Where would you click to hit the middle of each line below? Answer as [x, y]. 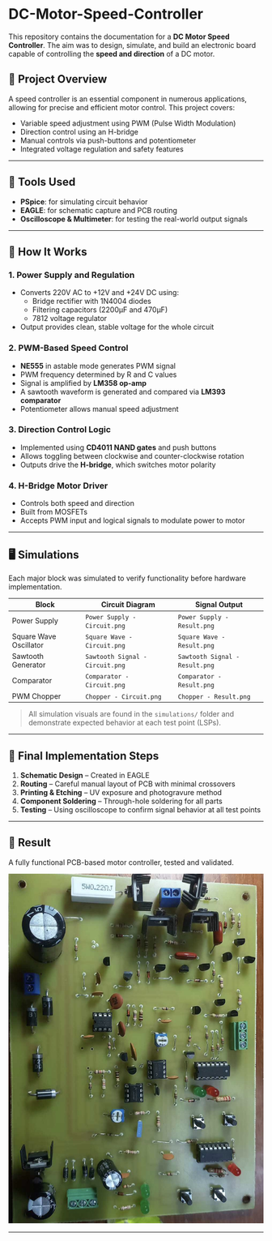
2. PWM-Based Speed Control [68, 348]
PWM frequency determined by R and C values [98, 374]
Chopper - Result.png [214, 697]
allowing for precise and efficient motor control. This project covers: [122, 107]
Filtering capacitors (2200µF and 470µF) [100, 310]
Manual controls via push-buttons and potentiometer [108, 140]
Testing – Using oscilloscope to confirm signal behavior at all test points [140, 810]
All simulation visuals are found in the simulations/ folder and [131, 714]
